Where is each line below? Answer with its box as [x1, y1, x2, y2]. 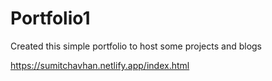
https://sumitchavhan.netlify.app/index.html [10, 59, 190, 71]
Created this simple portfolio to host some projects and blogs [10, 40, 263, 52]
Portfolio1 [10, 7, 91, 30]
